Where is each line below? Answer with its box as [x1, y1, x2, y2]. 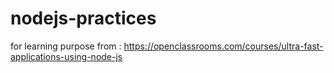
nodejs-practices [10, 7, 157, 30]
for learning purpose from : [10, 40, 122, 52]
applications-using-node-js [10, 50, 123, 62]
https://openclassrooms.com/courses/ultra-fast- [123, 40, 324, 52]
